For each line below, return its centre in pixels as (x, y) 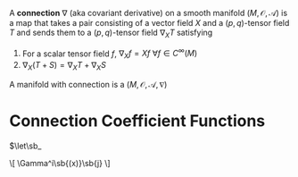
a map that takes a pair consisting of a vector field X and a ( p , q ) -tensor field (149, 23)
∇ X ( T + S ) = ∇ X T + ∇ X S (64, 66)
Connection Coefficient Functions (137, 121)
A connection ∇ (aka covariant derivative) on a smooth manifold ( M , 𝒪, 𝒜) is (149, 13)
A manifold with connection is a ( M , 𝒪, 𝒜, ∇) (88, 85)
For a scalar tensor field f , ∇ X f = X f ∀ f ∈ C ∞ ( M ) (110, 54)
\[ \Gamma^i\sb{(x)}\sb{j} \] (60, 163)
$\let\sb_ (25, 146)
